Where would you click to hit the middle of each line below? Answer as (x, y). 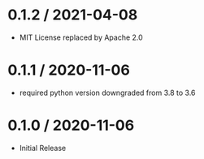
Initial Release (43, 148)
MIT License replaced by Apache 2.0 (81, 37)
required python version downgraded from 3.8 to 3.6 (107, 92)
